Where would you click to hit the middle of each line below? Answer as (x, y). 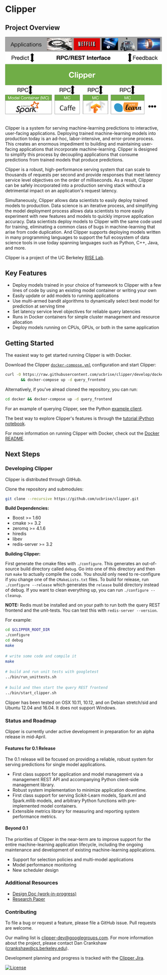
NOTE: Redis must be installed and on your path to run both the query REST (83, 605)
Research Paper (29, 899)
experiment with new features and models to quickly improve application (80, 216)
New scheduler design (35, 870)
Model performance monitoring (44, 865)
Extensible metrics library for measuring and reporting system (76, 812)
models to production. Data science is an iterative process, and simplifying (82, 205)
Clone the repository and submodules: (44, 489)
